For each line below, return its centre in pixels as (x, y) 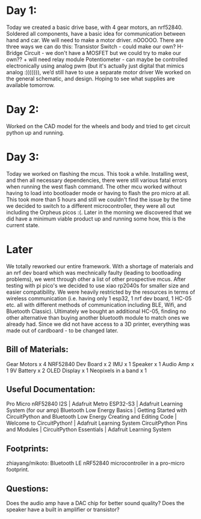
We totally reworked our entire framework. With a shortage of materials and (100, 266)
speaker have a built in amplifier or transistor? (63, 509)
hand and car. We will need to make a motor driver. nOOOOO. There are (95, 40)
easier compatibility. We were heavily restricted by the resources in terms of (101, 292)
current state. (23, 225)
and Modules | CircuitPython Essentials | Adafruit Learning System (89, 430)
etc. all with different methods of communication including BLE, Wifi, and (96, 305)
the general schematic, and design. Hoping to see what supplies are (91, 79)
